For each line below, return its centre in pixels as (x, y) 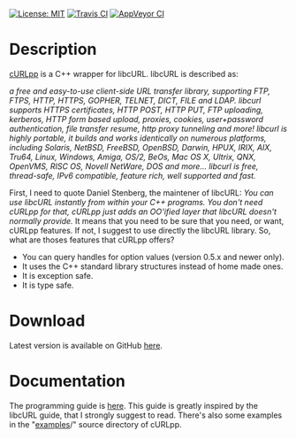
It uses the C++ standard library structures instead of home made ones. (152, 266)
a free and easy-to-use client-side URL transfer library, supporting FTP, (140, 91)
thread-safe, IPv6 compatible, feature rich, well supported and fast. (133, 175)
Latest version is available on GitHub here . (86, 345)
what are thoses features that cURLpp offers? (92, 240)
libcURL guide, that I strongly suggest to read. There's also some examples (146, 415)
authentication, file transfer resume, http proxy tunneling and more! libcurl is (148, 128)
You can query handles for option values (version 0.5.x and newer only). (153, 257)
